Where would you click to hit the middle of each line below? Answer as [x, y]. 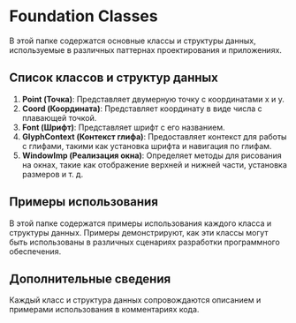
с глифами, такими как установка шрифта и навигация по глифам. [147, 146]
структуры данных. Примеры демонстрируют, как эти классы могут [139, 232]
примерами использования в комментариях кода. [104, 310]
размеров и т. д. [53, 174]
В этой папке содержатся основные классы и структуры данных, [133, 41]
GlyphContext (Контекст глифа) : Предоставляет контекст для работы [154, 136]
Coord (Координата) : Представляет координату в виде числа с [142, 109]
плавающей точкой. [59, 117]
